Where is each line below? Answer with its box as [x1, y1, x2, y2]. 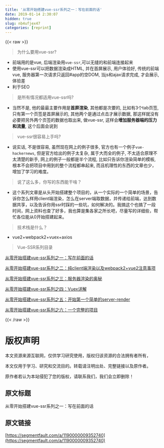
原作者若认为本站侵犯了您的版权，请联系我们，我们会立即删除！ [5, 373, 134, 379]
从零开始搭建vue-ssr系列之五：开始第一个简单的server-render [5, 296, 131, 302]
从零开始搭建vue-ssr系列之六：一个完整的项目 [5, 307, 98, 313]
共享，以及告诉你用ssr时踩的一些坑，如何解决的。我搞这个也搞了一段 [16, 202, 156, 208]
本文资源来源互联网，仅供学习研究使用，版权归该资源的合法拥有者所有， [5, 353, 151, 359]
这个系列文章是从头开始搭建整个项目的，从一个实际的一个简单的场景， [12, 189, 154, 195]
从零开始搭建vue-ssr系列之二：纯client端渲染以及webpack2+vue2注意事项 [5, 265, 156, 271]
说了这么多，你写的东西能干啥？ [17, 179, 82, 185]
